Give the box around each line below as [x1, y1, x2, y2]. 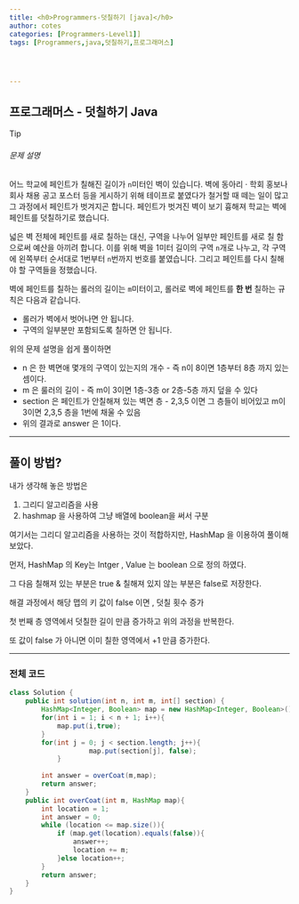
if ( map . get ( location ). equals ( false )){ [56, 829, 205, 838]
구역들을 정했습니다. [28, 264, 98, 276]
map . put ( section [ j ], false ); [88, 747, 198, 755]
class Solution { [9, 689, 74, 698]
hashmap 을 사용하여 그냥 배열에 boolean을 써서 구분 [21, 511, 209, 521]
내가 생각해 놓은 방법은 [9, 480, 88, 491]
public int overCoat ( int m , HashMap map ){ [25, 795, 185, 805]
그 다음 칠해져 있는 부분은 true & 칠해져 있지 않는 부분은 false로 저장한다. [9, 578, 263, 589]
